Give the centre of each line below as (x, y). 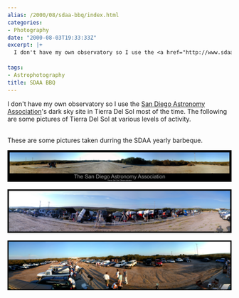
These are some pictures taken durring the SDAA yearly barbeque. (105, 140)
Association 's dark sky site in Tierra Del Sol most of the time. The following (117, 111)
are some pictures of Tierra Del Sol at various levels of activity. (99, 119)
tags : (15, 68)
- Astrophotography (36, 75)
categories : (25, 22)
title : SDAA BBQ (31, 83)
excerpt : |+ (25, 45)
